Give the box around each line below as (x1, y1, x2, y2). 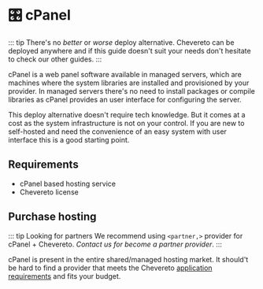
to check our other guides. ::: (8, 54, 102, 64)
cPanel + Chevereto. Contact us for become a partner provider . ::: (8, 239, 223, 249)
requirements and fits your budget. (8, 271, 121, 280)
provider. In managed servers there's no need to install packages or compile (8, 86, 256, 95)
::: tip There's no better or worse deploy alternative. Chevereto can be (8, 37, 235, 47)
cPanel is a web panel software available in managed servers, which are (8, 69, 242, 79)
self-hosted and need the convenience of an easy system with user (8, 127, 227, 136)
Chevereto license (19, 187, 79, 197)
